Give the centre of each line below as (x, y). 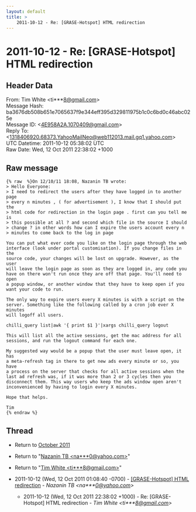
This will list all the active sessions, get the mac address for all (94, 336)
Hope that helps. (27, 398)
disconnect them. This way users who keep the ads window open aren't (94, 382)
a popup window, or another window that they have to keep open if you (95, 284)
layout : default (26, 11)
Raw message (32, 168)
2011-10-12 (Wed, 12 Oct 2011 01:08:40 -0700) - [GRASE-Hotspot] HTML (102, 479)
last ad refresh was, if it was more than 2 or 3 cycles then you (89, 377)
